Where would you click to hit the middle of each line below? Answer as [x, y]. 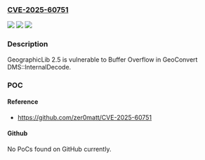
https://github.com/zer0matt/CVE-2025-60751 [85, 117]
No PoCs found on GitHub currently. [59, 149]
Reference [23, 102]
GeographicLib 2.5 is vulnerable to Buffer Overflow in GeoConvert [102, 59]
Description [28, 44]
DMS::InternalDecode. [39, 67]
